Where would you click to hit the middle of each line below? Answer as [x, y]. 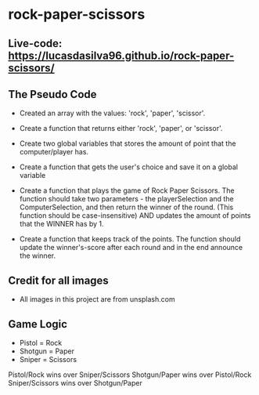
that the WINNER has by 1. [61, 224]
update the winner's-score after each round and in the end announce [131, 248]
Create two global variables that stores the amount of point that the [128, 143]
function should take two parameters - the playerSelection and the [126, 199]
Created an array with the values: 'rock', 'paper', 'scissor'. [112, 113]
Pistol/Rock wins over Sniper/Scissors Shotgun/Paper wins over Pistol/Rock [130, 375]
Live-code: [35, 43]
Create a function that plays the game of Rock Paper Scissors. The [127, 190]
